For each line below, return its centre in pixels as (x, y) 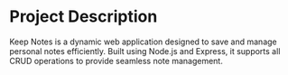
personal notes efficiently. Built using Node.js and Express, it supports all (145, 51)
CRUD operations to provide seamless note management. (116, 61)
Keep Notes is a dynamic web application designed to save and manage (143, 42)
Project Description (84, 17)
